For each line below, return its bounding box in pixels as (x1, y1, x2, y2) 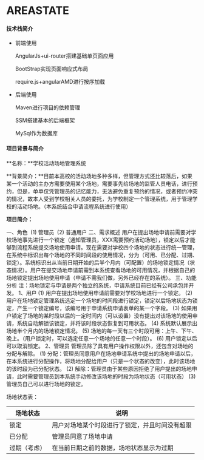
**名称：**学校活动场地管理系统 (6, 159, 87, 167)
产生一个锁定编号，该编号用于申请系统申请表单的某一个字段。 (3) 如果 (16, 304, 192, 311)
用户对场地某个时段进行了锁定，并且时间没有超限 (52, 421, 192, 429)
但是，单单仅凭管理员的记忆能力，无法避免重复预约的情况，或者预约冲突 (16, 188, 198, 195)
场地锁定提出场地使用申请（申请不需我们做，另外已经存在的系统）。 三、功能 (6, 274, 197, 281)
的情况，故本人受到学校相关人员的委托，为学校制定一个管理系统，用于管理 (6, 195, 192, 202)
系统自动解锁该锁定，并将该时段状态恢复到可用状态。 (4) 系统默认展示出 (16, 319, 198, 326)
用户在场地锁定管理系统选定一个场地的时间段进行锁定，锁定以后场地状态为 (6, 297, 192, 304)
